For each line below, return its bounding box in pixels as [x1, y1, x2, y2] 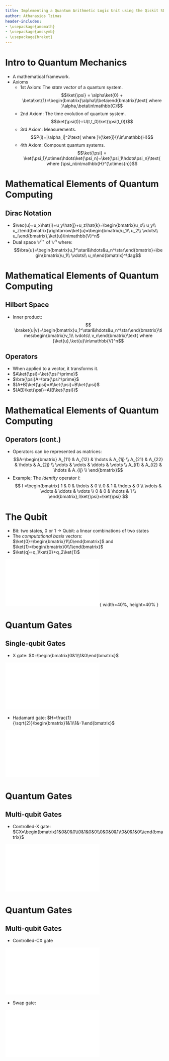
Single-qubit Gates [5, 639, 66, 648]
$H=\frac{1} [47, 715, 71, 721]
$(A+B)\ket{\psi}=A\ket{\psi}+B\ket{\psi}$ [12, 382, 100, 388]
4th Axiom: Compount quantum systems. [20, 142, 105, 148]
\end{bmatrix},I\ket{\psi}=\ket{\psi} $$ [48, 493, 128, 500]
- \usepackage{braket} [5, 35, 53, 40]
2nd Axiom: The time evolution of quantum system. [20, 111, 126, 117]
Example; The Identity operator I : [12, 475, 81, 481]
